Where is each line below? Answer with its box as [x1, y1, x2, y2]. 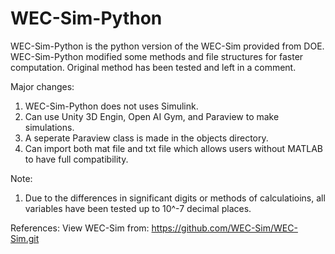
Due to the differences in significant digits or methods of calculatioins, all [24, 192, 326, 204]
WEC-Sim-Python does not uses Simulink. [24, 100, 199, 112]
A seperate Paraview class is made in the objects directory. [24, 132, 269, 144]
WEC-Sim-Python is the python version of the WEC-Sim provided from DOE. [10, 40, 325, 52]
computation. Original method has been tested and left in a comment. [10, 61, 297, 73]
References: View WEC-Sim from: [10, 222, 150, 234]
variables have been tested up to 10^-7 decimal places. [24, 202, 252, 214]
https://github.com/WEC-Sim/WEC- [151, 222, 298, 234]
